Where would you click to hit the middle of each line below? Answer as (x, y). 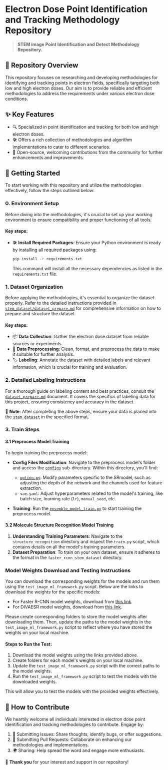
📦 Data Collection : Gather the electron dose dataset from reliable (80, 337)
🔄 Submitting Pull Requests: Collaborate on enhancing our (72, 739)
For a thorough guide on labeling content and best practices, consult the (79, 391)
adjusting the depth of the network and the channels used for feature (91, 483)
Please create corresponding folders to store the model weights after (76, 617)
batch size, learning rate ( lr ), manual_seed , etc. (68, 498)
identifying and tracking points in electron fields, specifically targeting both (82, 83)
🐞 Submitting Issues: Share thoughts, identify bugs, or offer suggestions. (87, 734)
